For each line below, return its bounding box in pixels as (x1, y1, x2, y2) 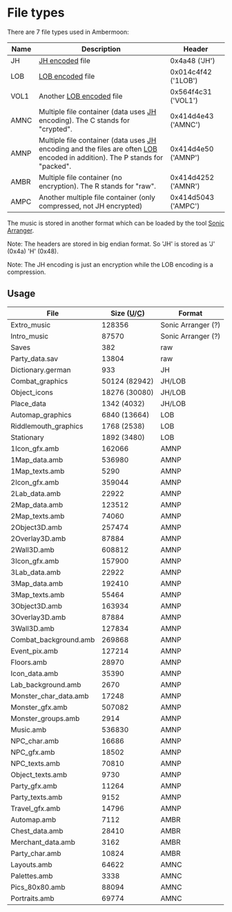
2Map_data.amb (10, 500, 64, 509)
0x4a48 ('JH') (170, 55, 215, 65)
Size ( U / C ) (110, 308, 145, 318)
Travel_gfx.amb (10, 803, 61, 813)
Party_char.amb (10, 848, 61, 858)
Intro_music (10, 331, 49, 340)
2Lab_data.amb (10, 489, 61, 498)
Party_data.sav (10, 354, 59, 363)
